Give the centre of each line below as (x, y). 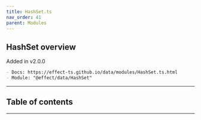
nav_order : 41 (24, 17)
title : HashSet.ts (29, 12)
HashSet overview (41, 47)
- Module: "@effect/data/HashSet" (49, 78)
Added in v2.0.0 (26, 61)
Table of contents (39, 102)
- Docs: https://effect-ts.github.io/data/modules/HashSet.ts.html (92, 72)
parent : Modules (26, 23)
